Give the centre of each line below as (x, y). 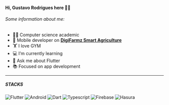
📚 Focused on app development (46, 66)
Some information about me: (35, 19)
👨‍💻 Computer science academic (46, 35)
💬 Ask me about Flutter (36, 61)
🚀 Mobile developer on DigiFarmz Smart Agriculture (67, 40)
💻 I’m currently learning (37, 53)
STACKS (14, 84)
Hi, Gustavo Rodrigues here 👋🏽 (38, 8)
